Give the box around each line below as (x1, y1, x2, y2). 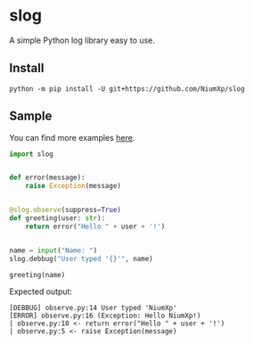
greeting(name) (9, 270, 66, 279)
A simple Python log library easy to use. (9, 35, 156, 45)
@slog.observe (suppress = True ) (9, 206, 122, 215)
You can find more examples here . (9, 132, 135, 143)
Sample (9, 109, 53, 124)
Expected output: (9, 286, 73, 297)
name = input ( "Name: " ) (9, 246, 98, 255)
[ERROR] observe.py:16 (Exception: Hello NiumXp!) (9, 311, 201, 321)
